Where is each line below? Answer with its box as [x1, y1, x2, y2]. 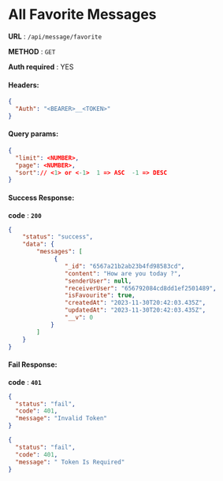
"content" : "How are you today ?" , [64, 269, 181, 277]
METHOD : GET [8, 46, 56, 56]
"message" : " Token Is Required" [15, 458, 125, 466]
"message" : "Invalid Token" [15, 415, 108, 423]
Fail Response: [8, 360, 58, 369]
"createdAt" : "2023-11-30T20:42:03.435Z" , [64, 299, 206, 307]
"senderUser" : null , [64, 277, 132, 285]
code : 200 [8, 210, 42, 220]
